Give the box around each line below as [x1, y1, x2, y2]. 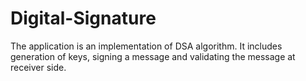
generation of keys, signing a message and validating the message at [10, 50, 296, 62]
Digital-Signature [10, 7, 157, 30]
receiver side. [10, 61, 67, 73]
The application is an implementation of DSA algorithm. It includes [10, 40, 283, 52]
